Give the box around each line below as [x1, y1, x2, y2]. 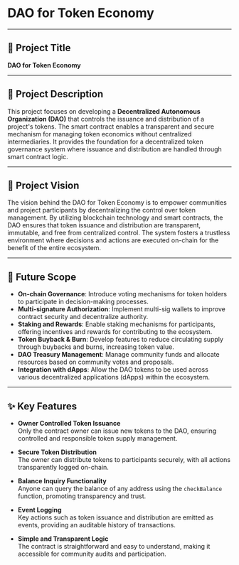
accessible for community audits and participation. [17, 549, 167, 558]
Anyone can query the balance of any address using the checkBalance [17, 485, 223, 493]
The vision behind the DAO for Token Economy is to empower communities [7, 198, 228, 207]
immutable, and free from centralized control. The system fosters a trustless [7, 229, 230, 237]
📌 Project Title [7, 42, 71, 54]
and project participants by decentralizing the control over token [7, 206, 196, 215]
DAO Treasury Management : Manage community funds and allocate [17, 350, 220, 359]
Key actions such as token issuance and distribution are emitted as [17, 513, 214, 522]
